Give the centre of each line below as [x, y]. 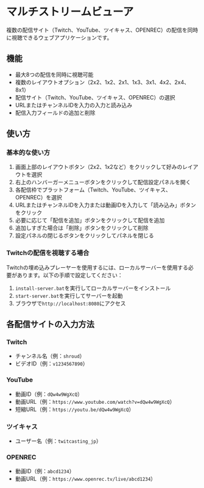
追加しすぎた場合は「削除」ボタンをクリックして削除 [82, 228]
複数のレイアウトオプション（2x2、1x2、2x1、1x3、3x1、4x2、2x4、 [102, 82]
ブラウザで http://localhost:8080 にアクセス [70, 303]
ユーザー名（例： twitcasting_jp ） [58, 441]
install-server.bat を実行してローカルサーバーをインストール [93, 288]
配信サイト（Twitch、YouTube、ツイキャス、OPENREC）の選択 [95, 97]
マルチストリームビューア [70, 12]
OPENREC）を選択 [39, 198]
